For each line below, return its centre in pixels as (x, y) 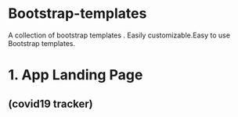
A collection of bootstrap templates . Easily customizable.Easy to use (119, 35)
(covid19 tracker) (51, 103)
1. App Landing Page (76, 75)
